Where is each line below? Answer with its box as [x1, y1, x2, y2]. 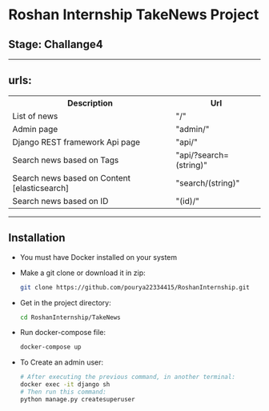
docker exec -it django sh [19, 381, 110, 389]
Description [67, 98, 114, 109]
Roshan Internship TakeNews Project [8, 6, 259, 24]
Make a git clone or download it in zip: [19, 268, 146, 277]
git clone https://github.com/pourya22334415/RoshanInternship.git [19, 283, 250, 291]
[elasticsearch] [12, 182, 70, 194]
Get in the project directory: [19, 297, 111, 307]
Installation [8, 231, 66, 245]
